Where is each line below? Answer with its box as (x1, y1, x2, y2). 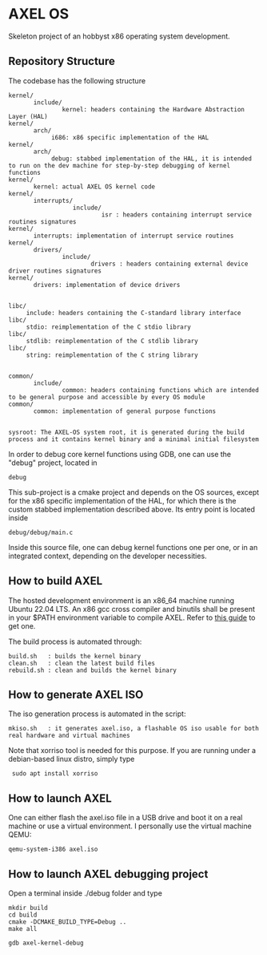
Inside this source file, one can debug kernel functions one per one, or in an (8, 542, 258, 552)
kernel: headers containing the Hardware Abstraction (62, 105, 245, 113)
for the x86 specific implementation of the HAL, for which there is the (8, 496, 237, 505)
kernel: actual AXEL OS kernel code (33, 182, 156, 191)
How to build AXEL (8, 574, 103, 588)
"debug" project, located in (8, 458, 98, 467)
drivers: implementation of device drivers (33, 281, 181, 289)
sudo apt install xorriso (11, 770, 98, 778)
